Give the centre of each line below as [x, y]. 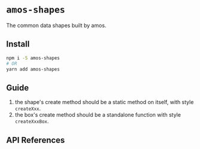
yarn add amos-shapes [33, 69]
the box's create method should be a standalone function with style [98, 115]
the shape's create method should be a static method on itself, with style [104, 102]
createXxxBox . [32, 121]
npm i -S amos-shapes [33, 58]
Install [18, 44]
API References [36, 140]
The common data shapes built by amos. [56, 25]
